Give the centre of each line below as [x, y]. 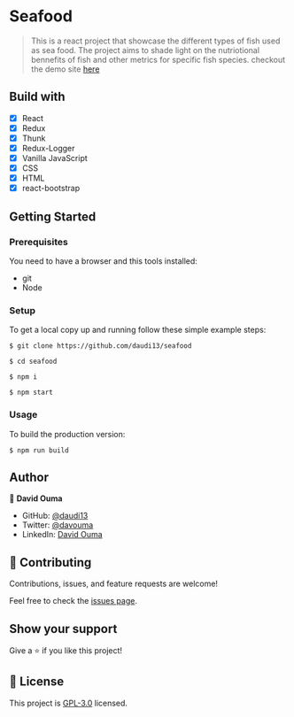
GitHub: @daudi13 [55, 516]
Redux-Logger [48, 148]
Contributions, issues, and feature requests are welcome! [114, 584]
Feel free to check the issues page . [73, 601]
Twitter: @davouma [58, 525]
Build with [37, 97]
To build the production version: [67, 434]
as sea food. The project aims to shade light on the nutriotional [145, 50]
